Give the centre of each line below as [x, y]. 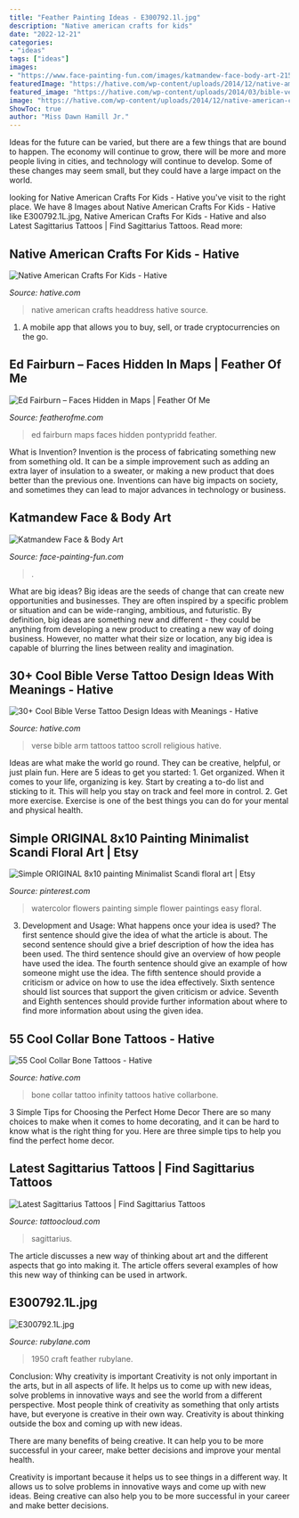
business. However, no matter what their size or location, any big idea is [141, 638]
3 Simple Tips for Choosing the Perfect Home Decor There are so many [140, 1112]
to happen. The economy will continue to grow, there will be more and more [148, 152]
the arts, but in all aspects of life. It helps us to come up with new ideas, [141, 1385]
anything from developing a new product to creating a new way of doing [141, 628]
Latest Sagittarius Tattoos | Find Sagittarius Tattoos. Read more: [126, 226]
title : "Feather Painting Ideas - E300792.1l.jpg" [105, 17]
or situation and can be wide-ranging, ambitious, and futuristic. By [130, 610]
